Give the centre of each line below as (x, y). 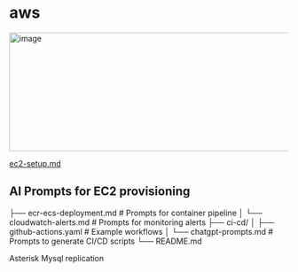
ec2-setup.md (35, 163)
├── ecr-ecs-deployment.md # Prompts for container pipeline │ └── (136, 213)
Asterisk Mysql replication (57, 258)
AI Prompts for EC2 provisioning (100, 192)
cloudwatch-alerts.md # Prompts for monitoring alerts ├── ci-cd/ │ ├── (142, 222)
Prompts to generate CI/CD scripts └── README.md (106, 241)
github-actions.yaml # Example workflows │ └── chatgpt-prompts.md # (141, 231)
